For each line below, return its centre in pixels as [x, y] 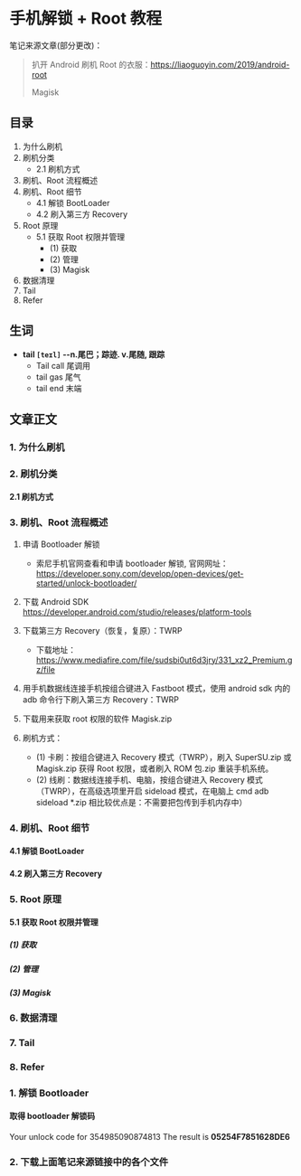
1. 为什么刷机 [37, 447]
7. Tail [22, 1042]
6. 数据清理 [33, 1018]
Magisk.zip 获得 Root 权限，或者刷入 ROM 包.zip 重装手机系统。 [155, 768]
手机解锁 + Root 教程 [86, 19]
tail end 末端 [59, 388]
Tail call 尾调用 [63, 365]
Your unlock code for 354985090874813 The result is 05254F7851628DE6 [150, 1137]
